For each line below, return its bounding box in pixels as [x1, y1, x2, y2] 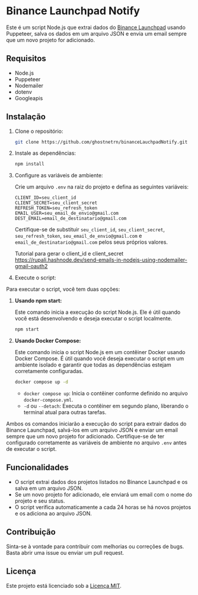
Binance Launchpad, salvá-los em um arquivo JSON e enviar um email [6, 427, 178, 434]
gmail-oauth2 [14, 263, 48, 270]
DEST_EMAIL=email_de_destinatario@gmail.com [14, 215, 127, 222]
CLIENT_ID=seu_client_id [14, 195, 76, 201]
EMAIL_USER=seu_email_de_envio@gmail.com [14, 211, 119, 217]
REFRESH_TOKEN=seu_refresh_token [14, 205, 98, 211]
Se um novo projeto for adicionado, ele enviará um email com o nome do [14, 491, 193, 498]
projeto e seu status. [14, 497, 65, 504]
